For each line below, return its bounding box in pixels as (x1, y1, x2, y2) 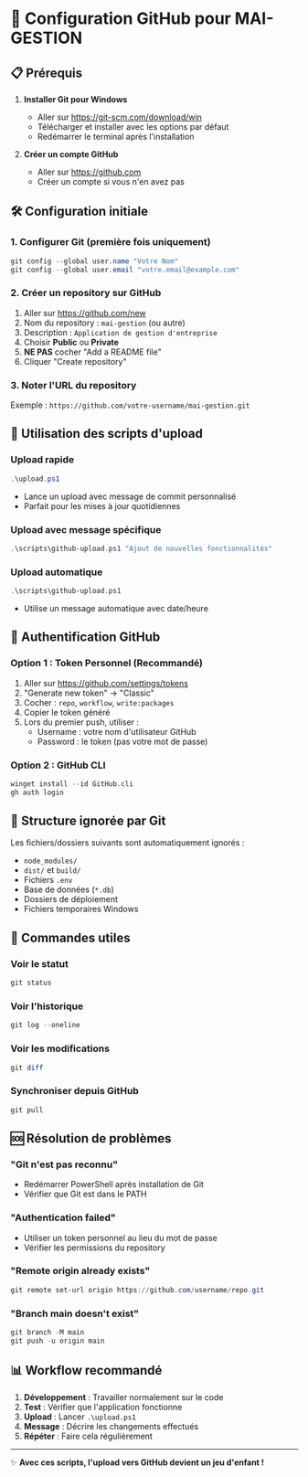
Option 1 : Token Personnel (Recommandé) (10, 657, 204, 670)
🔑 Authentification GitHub (10, 630, 161, 645)
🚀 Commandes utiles (10, 930, 131, 945)
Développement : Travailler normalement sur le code (23, 1391, 224, 1402)
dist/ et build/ (23, 865, 81, 876)
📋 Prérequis (10, 65, 83, 80)
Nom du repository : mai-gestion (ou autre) (23, 317, 186, 328)
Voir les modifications (10, 1042, 111, 1055)
